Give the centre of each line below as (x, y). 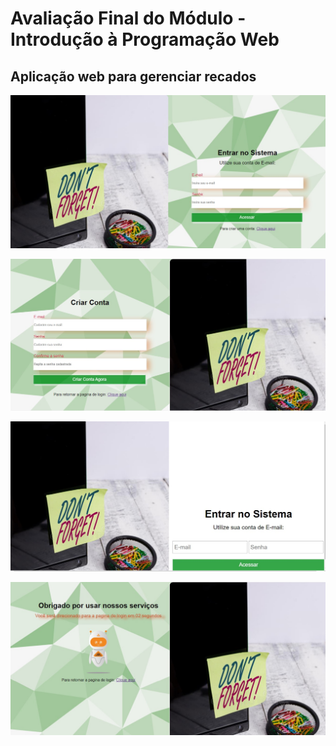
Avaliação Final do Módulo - (128, 18)
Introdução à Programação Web (145, 39)
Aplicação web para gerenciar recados (133, 76)
